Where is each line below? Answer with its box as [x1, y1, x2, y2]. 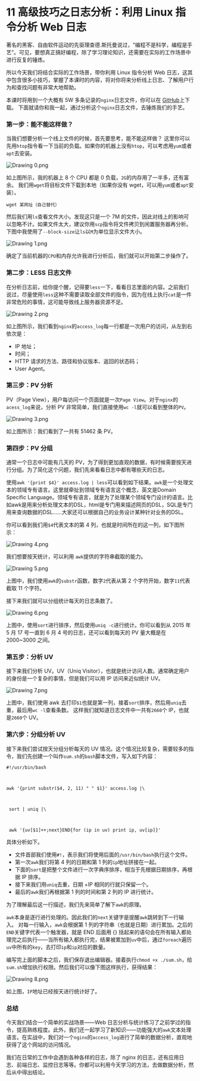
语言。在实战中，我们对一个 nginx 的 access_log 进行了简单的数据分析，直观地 [6, 1034, 192, 1041]
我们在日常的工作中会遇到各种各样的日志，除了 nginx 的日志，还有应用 [6, 1054, 180, 1061]
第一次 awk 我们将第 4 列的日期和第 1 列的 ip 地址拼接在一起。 [14, 858, 160, 865]
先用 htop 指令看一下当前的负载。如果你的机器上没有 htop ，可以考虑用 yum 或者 [6, 143, 192, 150]
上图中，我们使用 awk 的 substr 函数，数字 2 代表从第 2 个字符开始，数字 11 [6, 577, 180, 584]
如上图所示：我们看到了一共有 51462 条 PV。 [6, 428, 116, 435]
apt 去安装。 [6, 150, 36, 157]
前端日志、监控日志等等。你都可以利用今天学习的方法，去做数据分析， [16, 1061, 189, 1068]
